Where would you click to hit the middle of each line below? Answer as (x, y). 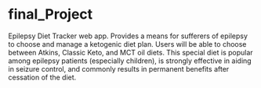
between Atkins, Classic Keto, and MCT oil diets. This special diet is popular (130, 52)
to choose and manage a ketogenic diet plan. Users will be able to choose (127, 44)
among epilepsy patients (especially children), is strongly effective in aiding (130, 61)
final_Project (51, 14)
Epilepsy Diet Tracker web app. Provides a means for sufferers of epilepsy (128, 36)
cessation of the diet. (42, 77)
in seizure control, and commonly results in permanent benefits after (119, 69)
